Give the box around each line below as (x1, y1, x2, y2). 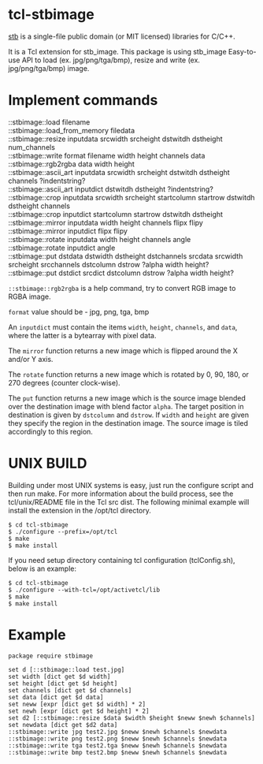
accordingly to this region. (8, 427, 93, 436)
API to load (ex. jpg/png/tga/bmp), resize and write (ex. (21, 55, 201, 65)
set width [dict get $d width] (8, 673, 111, 680)
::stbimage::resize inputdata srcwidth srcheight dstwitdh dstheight (8, 134, 223, 143)
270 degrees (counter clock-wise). (8, 378, 120, 387)
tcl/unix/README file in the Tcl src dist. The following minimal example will (8, 497, 250, 506)
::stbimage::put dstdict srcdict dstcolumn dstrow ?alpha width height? (8, 268, 235, 278)
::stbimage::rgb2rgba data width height (8, 159, 135, 169)
